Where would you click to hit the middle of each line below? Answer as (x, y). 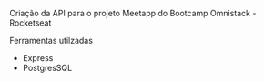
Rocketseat (30, 23)
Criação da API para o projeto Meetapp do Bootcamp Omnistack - (133, 13)
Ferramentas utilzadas (51, 41)
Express (38, 58)
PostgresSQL (47, 68)
